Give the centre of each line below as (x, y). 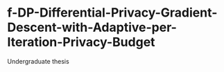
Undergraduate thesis (38, 61)
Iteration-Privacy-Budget (81, 42)
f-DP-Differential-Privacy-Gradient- (112, 13)
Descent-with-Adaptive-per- (92, 27)
